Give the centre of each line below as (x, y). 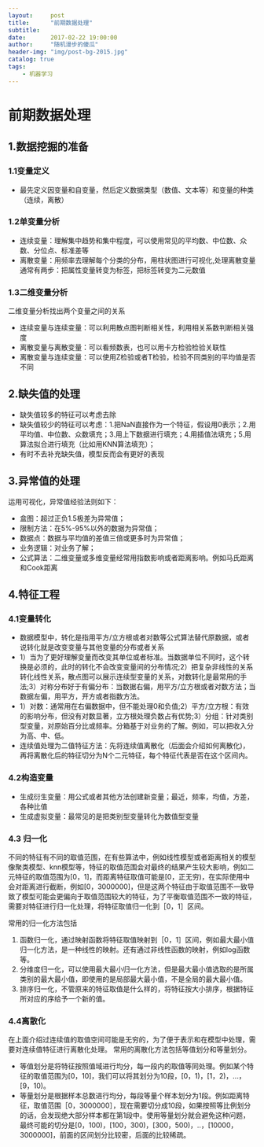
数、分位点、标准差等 (54, 250)
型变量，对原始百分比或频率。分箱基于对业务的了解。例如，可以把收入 (133, 726)
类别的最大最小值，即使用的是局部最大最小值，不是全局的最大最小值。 (133, 979)
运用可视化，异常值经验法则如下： (63, 501)
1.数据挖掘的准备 (48, 147)
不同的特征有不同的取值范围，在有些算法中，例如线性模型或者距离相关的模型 (132, 857)
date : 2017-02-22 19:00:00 (63, 37)
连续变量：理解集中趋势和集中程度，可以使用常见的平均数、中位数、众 (133, 240)
